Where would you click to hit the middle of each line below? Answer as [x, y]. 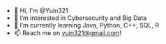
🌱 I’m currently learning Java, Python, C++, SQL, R [86, 25]
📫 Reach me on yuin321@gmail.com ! [68, 33]
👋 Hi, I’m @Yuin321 [41, 11]
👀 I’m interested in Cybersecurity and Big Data [80, 18]
